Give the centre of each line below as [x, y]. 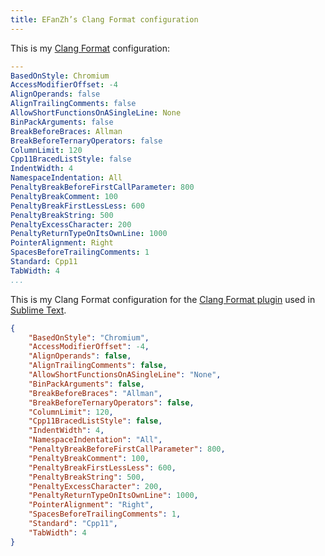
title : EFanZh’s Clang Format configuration [104, 19]
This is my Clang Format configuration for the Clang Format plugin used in [163, 299]
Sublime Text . [38, 310]
